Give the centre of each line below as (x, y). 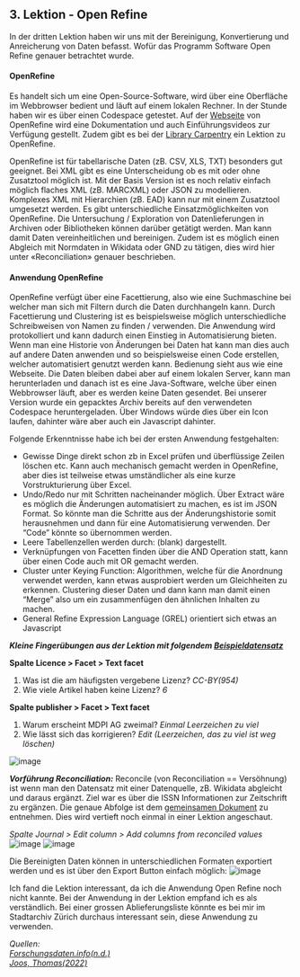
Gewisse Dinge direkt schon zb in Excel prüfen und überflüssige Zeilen (153, 457)
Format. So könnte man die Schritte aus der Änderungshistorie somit (149, 514)
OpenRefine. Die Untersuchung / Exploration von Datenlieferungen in (137, 218)
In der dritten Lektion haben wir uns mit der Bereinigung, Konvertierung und (149, 36)
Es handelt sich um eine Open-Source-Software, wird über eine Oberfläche (149, 96)
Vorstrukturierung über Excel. (77, 485)
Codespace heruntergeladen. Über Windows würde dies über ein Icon (139, 412)
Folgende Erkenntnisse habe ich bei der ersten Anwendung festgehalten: (144, 439)
